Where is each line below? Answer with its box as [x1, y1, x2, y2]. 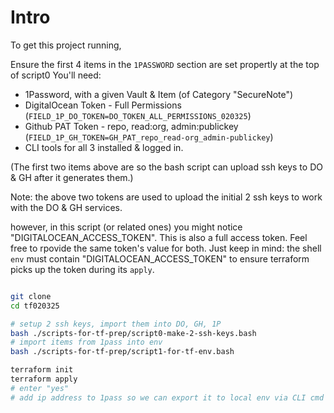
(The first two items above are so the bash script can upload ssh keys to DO [10, 161, 323, 173]
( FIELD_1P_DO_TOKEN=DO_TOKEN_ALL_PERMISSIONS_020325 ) [24, 109, 252, 121]
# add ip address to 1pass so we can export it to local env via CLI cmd [10, 392, 325, 403]
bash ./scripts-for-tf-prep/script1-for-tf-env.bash [10, 347, 235, 357]
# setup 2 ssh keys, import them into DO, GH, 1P [10, 319, 222, 329]
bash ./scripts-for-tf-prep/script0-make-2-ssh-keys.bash [10, 328, 257, 338]
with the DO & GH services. [10, 201, 123, 213]
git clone [10, 291, 52, 301]
